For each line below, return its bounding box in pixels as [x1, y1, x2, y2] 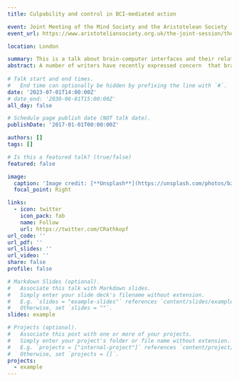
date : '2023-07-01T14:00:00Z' [7, 88, 97, 96]
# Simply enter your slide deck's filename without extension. [7, 291, 205, 299]
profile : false [7, 265, 53, 272]
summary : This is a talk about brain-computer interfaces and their [7, 55, 215, 63]
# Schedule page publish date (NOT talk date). [7, 115, 152, 122]
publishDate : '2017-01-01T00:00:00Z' [7, 122, 119, 129]
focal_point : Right [14, 186, 72, 193]
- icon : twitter [14, 206, 62, 213]
